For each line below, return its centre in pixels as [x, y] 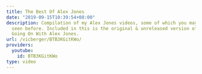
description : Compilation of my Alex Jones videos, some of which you [96, 23]
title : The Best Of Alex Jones [45, 12]
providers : [20, 45]
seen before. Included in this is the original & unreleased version [100, 28]
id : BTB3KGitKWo [38, 56]
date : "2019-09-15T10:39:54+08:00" [51, 17]
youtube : [23, 51]
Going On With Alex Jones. [45, 34]
